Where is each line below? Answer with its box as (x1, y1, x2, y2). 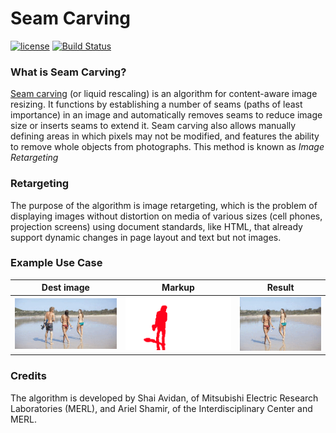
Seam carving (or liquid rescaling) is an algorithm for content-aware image (10, 88, 318, 100)
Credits (10, 369, 47, 383)
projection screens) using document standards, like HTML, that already (10, 220, 303, 232)
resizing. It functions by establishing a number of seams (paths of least (10, 98, 303, 111)
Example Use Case (10, 256, 103, 270)
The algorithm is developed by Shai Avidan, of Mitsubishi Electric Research (10, 392, 319, 404)
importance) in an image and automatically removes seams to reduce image (10, 109, 323, 121)
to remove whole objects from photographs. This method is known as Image (10, 141, 325, 153)
